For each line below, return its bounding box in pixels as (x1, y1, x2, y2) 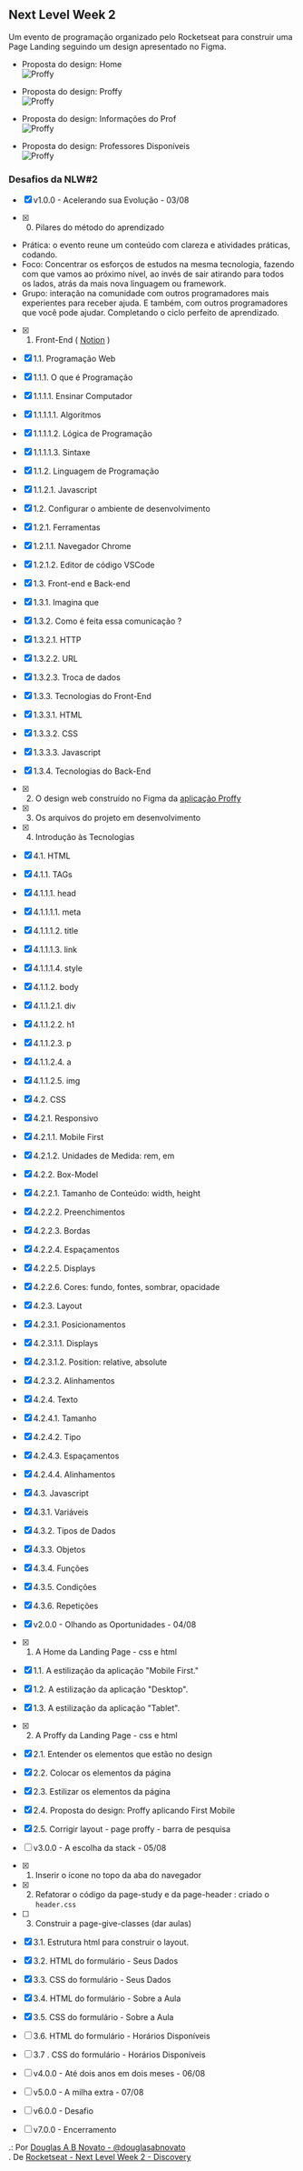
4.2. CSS (33, 1095, 67, 1106)
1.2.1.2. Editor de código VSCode (33, 559, 155, 571)
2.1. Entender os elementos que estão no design (33, 1749, 212, 1760)
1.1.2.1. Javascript (33, 485, 97, 495)
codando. (21, 249, 58, 260)
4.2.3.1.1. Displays (33, 1338, 99, 1349)
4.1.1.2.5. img (33, 1075, 81, 1086)
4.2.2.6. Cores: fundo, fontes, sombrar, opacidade (33, 1282, 220, 1293)
